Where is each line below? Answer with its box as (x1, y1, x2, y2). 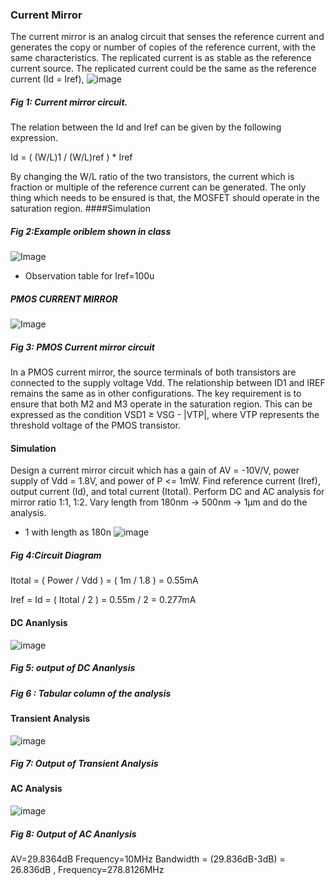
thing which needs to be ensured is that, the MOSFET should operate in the (10, 192, 320, 204)
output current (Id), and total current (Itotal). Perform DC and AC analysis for (10, 486, 325, 498)
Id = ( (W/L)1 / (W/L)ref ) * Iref (10, 151, 133, 163)
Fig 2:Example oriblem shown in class (10, 225, 172, 237)
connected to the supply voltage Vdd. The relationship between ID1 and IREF (10, 377, 326, 389)
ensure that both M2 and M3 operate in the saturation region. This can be (10, 398, 313, 410)
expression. (10, 132, 59, 144)
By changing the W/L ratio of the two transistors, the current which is (10, 171, 295, 183)
